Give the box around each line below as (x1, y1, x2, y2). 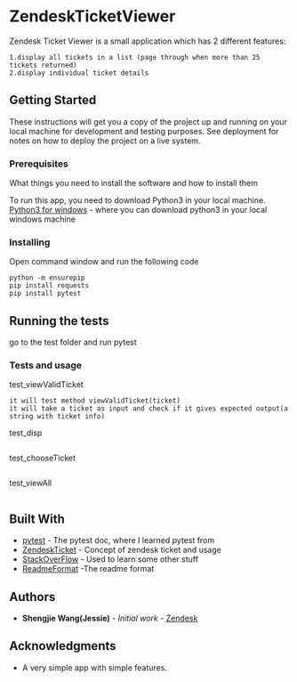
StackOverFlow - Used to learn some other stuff (21, 554, 198, 564)
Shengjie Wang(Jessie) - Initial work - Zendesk (21, 613, 198, 624)
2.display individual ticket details (9, 69, 149, 77)
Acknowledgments (9, 638, 117, 654)
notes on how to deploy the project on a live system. (9, 135, 201, 146)
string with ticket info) (9, 412, 105, 421)
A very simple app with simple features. (21, 662, 167, 673)
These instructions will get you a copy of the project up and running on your (9, 116, 287, 126)
